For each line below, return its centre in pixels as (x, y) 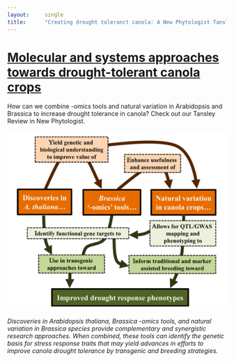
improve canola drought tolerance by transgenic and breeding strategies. (112, 351)
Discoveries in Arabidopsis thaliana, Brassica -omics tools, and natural (109, 322)
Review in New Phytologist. (46, 121)
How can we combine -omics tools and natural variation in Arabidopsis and (115, 106)
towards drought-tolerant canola (104, 72)
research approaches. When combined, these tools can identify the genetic (116, 336)
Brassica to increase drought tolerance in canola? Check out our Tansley (111, 114)
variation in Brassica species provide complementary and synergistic (107, 329)
